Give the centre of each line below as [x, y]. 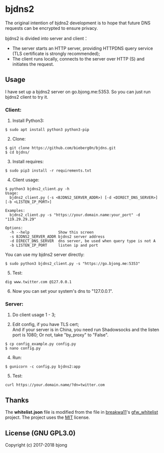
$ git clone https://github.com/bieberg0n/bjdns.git [61, 148]
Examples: [15, 211]
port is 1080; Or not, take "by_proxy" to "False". [60, 335]
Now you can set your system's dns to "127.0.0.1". [62, 291]
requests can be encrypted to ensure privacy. [51, 28]
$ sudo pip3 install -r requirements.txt [48, 171]
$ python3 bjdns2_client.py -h [37, 189]
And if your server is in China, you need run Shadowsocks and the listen [86, 330]
